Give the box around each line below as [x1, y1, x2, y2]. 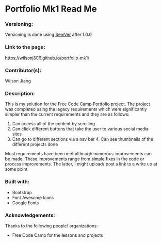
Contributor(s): [5, 67, 42, 74]
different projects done [12, 142, 58, 147]
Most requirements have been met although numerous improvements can [5, 151, 152, 157]
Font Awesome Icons [12, 194, 54, 200]
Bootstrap [12, 189, 32, 195]
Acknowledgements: [5, 212, 55, 219]
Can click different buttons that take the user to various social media [12, 126, 149, 132]
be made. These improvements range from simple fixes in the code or [5, 156, 145, 162]
